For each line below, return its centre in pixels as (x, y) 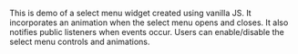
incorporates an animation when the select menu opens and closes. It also (149, 22)
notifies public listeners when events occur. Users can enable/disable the (147, 32)
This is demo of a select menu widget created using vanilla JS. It (131, 13)
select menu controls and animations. (80, 41)
